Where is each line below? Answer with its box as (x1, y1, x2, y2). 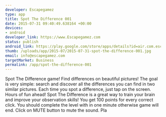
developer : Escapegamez (5, 7, 54, 12)
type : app (5, 12, 26, 17)
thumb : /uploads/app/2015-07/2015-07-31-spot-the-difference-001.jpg (5, 48, 152, 53)
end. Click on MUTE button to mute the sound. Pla (5, 107, 107, 114)
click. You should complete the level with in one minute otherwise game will (5, 102, 159, 108)
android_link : (5, 44, 35, 49)
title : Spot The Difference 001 (5, 16, 72, 21)
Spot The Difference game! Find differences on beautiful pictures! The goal (5, 76, 158, 82)
